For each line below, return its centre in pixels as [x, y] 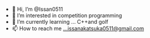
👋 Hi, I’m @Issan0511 [37, 9]
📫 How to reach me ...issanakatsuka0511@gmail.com [78, 28]
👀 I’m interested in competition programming [67, 15]
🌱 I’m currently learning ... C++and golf [60, 22]
